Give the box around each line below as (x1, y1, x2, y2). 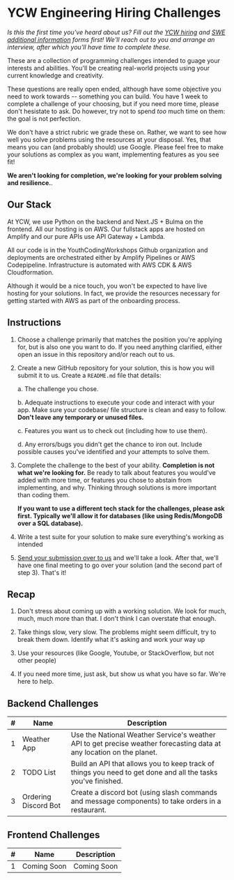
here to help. (17, 677, 54, 686)
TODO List (22, 768, 56, 777)
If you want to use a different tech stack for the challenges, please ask (17, 504, 225, 513)
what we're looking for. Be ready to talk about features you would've (17, 468, 216, 476)
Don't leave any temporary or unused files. (17, 413, 144, 421)
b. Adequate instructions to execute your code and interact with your (17, 398, 215, 406)
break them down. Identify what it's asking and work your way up (17, 636, 205, 644)
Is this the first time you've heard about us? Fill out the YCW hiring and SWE (7, 28, 226, 36)
